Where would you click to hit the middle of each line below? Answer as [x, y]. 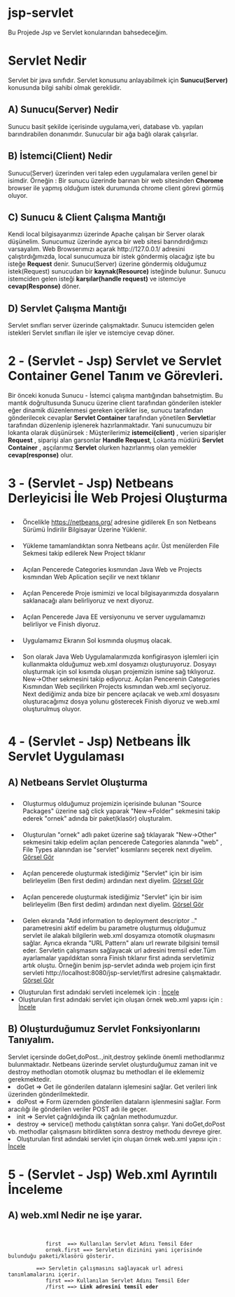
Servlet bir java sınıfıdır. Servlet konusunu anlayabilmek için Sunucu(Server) [118, 80]
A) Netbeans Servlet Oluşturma [78, 782]
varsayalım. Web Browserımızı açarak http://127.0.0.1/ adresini [97, 249]
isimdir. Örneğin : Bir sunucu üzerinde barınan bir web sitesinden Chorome [116, 180]
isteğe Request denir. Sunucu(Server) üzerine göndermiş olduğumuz [107, 264]
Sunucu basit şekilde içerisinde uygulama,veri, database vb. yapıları [106, 126]
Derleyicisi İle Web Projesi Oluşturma [118, 498]
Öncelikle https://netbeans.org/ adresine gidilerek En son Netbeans [120, 522]
